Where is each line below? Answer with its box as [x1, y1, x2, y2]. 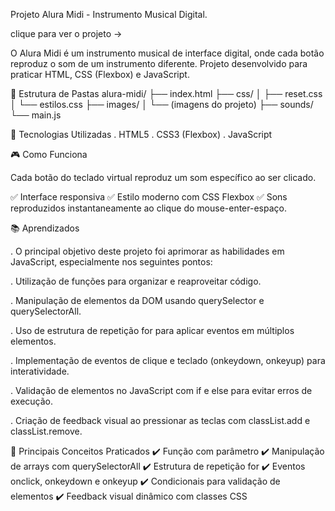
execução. [10, 395, 54, 407]
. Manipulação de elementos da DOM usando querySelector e [10, 295, 265, 306]
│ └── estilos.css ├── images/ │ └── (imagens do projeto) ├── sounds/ [10, 99, 314, 110]
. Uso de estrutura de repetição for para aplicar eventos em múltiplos [10, 325, 295, 336]
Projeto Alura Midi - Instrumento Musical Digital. [10, 9, 208, 20]
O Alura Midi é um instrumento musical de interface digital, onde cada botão [10, 47, 325, 59]
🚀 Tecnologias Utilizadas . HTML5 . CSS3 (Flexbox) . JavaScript [10, 129, 273, 140]
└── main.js [10, 109, 62, 121]
